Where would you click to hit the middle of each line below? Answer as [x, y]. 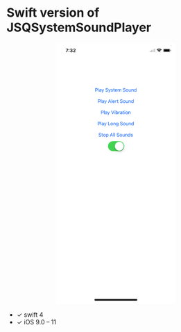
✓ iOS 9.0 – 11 [36, 322]
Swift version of [53, 13]
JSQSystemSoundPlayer [79, 27]
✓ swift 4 [30, 315]
